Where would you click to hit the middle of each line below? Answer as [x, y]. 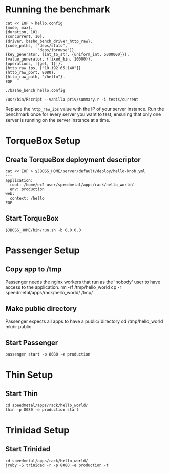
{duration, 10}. [23, 32]
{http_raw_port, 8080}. [31, 72]
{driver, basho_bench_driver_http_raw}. [49, 41]
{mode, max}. [19, 27]
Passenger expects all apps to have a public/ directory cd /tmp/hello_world [84, 321]
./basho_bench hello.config [35, 90]
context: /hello [27, 198]
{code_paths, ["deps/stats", [36, 45]
